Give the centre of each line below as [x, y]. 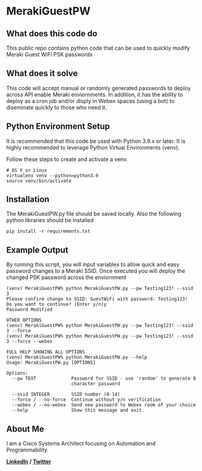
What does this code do [52, 34]
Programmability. [28, 450]
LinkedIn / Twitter [29, 462]
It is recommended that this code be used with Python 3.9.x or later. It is [96, 141]
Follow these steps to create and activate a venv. [67, 159]
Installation [28, 199]
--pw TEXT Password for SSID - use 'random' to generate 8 [104, 379]
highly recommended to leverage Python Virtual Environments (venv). [93, 147]
